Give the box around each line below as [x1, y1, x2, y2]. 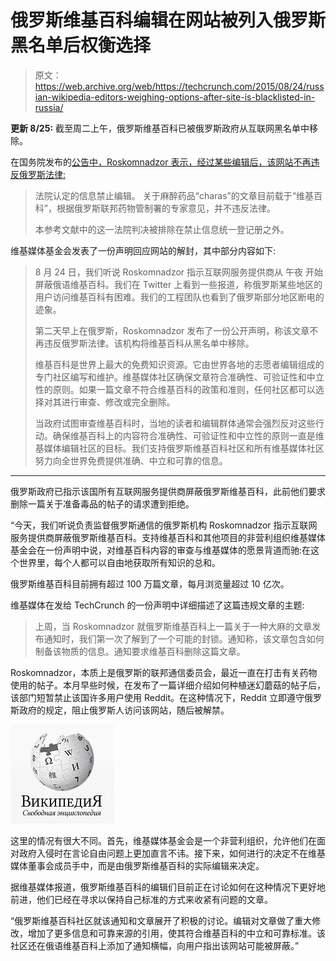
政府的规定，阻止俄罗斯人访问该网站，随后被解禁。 [18, 704, 230, 716]
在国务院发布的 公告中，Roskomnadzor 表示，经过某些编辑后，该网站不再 [10, 156, 312, 168]
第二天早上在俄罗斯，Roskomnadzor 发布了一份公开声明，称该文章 [34, 324, 310, 336]
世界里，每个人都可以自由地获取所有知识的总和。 [18, 556, 221, 568]
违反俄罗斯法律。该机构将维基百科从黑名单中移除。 [43, 337, 255, 349]
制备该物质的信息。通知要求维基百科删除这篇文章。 [34, 645, 246, 657]
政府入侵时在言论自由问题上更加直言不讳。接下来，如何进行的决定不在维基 [18, 847, 326, 859]
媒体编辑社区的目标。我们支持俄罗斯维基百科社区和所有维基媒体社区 [43, 442, 325, 454]
